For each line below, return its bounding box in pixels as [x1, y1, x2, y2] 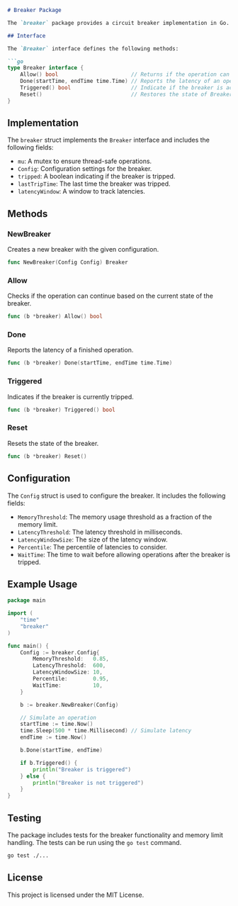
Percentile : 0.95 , [33, 676, 110, 683]
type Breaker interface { [7, 65, 84, 72]
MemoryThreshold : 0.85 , [33, 656, 110, 663]
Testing [7, 812, 42, 824]
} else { [20, 773, 46, 780]
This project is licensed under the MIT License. [7, 890, 144, 899]
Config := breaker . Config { [20, 649, 100, 656]
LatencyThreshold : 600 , [33, 662, 106, 669]
